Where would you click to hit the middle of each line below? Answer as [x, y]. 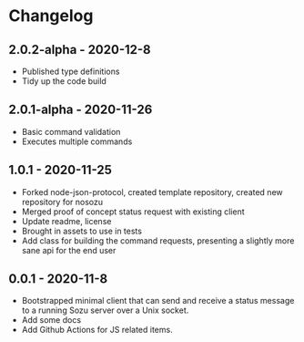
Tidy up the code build [64, 81]
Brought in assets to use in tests [82, 231]
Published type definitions [71, 71]
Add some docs [51, 320]
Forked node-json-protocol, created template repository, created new [152, 192]
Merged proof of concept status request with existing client [133, 212]
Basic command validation [71, 131]
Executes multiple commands [77, 141]
